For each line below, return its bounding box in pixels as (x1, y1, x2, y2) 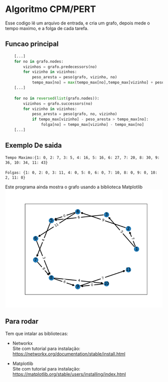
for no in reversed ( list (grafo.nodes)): (14, 96, 99, 101)
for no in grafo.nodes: (14, 59, 64, 64)
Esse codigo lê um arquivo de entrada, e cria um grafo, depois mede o (5, 20, 150, 26)
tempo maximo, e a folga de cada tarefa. (5, 25, 89, 31)
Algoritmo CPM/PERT (5, 3, 96, 15)
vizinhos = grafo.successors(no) (23, 101, 93, 106)
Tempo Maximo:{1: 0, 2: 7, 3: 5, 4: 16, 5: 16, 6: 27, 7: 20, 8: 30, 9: (5, 155, 160, 160)
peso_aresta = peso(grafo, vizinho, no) (31, 75, 117, 80)
